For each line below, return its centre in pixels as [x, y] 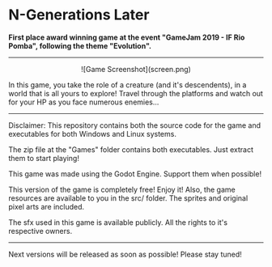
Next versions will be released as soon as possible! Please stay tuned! [125, 254]
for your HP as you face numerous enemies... [84, 102]
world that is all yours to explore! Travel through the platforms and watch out [136, 93]
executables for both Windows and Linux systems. [92, 133]
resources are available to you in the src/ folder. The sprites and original [128, 198]
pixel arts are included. [47, 206]
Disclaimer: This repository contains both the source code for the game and [135, 125]
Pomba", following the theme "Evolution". [80, 45]
